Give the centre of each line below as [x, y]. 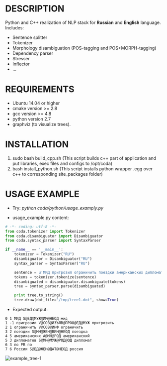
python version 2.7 [32, 119]
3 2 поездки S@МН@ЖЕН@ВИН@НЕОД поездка [46, 332]
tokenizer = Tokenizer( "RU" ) [44, 254]
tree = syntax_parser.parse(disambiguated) [60, 286]
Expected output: [30, 309]
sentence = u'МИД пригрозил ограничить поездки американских [79, 272]
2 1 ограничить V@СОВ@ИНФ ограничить [44, 327]
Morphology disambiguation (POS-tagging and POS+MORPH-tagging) [84, 48]
